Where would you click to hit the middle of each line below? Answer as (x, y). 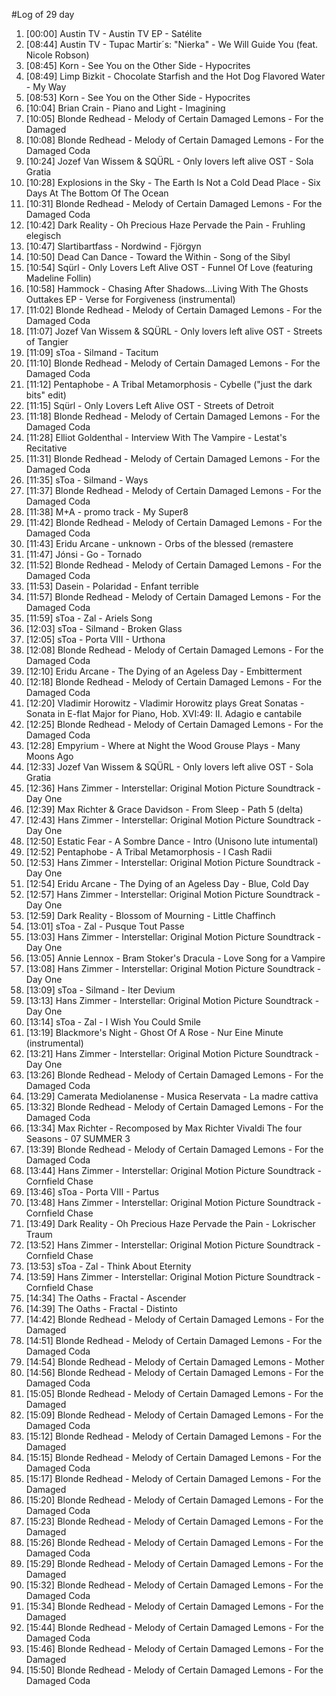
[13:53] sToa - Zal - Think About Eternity (108, 1266)
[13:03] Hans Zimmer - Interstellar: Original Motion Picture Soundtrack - (173, 937)
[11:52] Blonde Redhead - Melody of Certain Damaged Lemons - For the (173, 565)
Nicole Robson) (57, 55)
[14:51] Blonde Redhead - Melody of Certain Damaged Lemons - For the (174, 1340)
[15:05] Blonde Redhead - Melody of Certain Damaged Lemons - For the (174, 1393)
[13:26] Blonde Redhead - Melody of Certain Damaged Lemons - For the (174, 1075)
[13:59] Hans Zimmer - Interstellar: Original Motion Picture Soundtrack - (173, 1277)
